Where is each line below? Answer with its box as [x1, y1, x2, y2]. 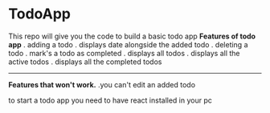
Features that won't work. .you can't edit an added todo [8, 79, 195, 89]
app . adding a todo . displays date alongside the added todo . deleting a [8, 39, 248, 49]
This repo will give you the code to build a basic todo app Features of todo [8, 31, 256, 41]
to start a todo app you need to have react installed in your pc [8, 95, 213, 105]
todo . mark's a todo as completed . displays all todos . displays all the [8, 48, 240, 58]
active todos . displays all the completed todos [8, 57, 162, 67]
